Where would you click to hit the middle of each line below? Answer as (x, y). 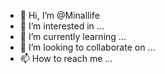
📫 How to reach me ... (66, 58)
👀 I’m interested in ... (62, 26)
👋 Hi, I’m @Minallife (59, 15)
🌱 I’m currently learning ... (73, 36)
